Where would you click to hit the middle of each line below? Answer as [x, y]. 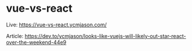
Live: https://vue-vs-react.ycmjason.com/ [56, 25]
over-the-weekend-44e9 [36, 42]
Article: [15, 36]
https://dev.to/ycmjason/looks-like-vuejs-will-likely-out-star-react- [105, 36]
